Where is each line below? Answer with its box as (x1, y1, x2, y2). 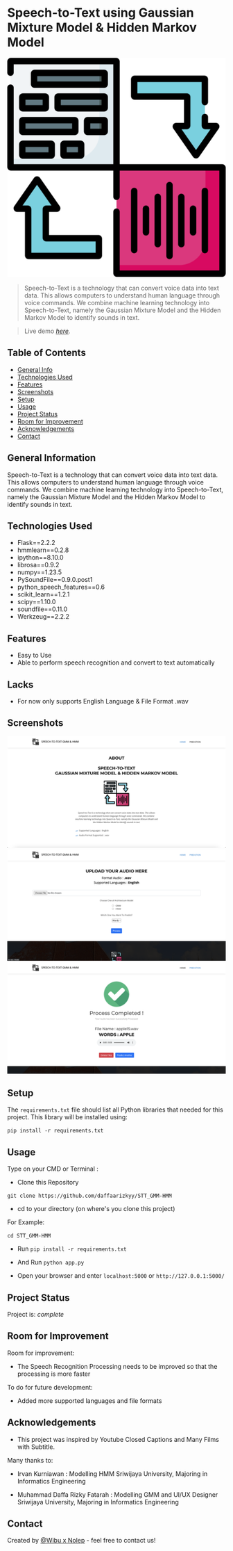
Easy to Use (17, 651, 52, 660)
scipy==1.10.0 (17, 598, 56, 606)
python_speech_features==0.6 (17, 583, 105, 592)
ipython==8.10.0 (17, 553, 64, 562)
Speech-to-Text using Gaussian (7, 5, 194, 21)
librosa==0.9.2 (17, 561, 60, 569)
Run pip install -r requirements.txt (17, 1244, 127, 1253)
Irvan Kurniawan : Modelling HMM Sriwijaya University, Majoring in (17, 1469, 208, 1478)
